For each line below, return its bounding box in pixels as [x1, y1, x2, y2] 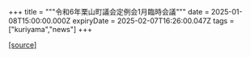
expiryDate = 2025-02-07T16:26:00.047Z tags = [72, 16, 235, 26]
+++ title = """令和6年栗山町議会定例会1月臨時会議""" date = [8, 7, 210, 16]
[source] [8, 40, 37, 50]
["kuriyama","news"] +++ [8, 25, 93, 34]
